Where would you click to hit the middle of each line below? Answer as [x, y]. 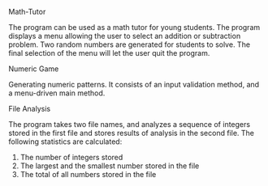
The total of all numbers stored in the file [88, 174]
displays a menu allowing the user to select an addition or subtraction [125, 36]
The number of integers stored [71, 157]
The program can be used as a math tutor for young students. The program [134, 27]
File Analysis [30, 109]
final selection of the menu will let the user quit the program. [109, 53]
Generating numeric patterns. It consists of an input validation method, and [134, 85]
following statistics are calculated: [65, 142]
